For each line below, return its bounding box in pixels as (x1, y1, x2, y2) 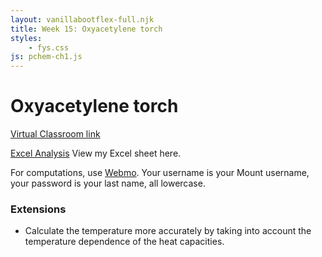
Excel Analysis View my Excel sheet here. (10, 147, 182, 160)
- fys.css (28, 42, 70, 53)
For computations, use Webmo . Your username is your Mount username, (10, 167, 310, 179)
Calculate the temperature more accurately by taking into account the (24, 225, 312, 237)
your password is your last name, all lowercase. (10, 177, 206, 190)
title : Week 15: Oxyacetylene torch (10, 24, 163, 34)
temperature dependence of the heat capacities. (24, 236, 225, 248)
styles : (10, 33, 43, 43)
